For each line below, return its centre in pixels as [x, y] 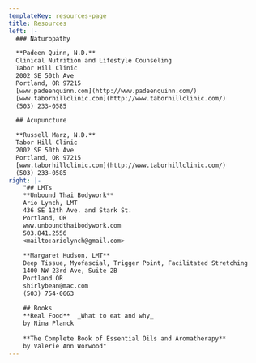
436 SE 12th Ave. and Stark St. [77, 211]
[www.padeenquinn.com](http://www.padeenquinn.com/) [107, 91]
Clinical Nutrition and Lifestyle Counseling [94, 61]
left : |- [23, 31]
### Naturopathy [43, 38]
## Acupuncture [41, 121]
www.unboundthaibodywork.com [72, 225]
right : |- [25, 180]
